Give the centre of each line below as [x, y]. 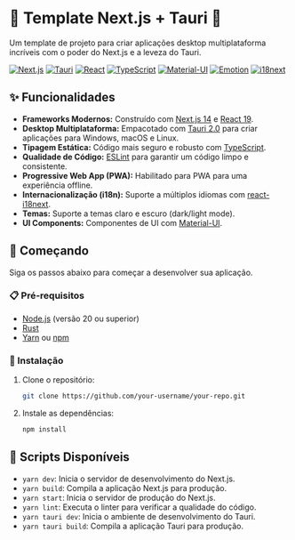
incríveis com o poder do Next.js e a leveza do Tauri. [105, 52]
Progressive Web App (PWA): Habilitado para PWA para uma [135, 175]
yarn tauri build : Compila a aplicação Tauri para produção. [133, 526]
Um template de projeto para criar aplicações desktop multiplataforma [138, 43]
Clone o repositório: [58, 380]
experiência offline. [57, 185]
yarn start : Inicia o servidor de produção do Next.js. [119, 497]
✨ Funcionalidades [62, 97]
